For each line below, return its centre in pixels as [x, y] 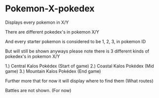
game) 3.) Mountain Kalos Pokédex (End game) [53, 71]
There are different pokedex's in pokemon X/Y [52, 32]
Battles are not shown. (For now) [38, 90]
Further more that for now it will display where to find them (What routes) [79, 81]
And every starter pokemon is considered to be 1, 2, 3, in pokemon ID [76, 41]
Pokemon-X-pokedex [50, 9]
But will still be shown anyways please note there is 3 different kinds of [77, 51]
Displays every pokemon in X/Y [37, 22]
